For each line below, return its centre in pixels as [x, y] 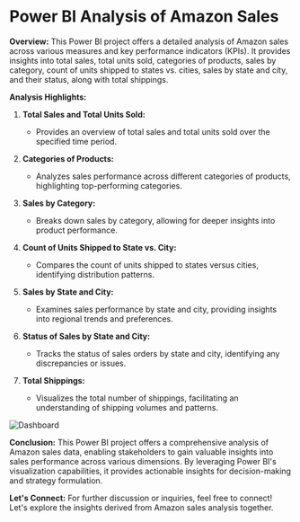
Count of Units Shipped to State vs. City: [99, 247]
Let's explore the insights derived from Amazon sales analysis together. [141, 507]
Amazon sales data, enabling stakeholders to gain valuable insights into [141, 452]
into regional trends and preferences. [104, 319]
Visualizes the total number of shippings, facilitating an [137, 398]
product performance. [77, 230]
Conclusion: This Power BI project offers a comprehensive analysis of [139, 442]
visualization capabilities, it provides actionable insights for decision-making [150, 471]
